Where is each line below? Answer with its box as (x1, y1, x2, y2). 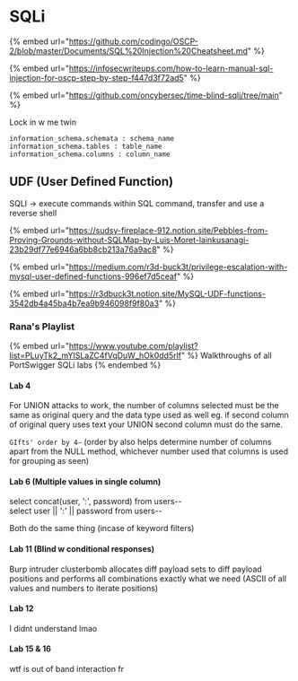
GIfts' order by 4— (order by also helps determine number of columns (9, 437, 272, 448)
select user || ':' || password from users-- (9, 505, 163, 517)
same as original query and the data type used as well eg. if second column (9, 410, 289, 421)
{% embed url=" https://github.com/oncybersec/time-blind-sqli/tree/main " (9, 90, 283, 100)
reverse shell (9, 207, 57, 218)
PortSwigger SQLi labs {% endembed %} (9, 360, 162, 371)
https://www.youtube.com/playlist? (68, 341, 199, 352)
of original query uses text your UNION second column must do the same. (9, 419, 284, 430)
